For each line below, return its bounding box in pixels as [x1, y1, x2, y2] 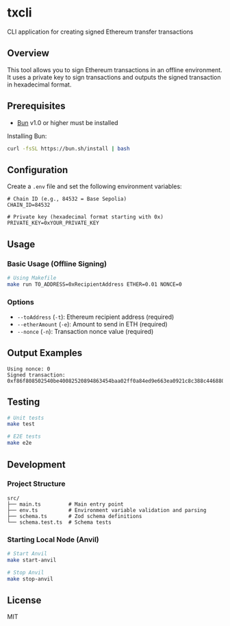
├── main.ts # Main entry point [7, 500, 125, 508]
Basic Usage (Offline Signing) [7, 259, 107, 269]
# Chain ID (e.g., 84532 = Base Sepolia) [7, 196, 127, 203]
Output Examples [7, 347, 83, 359]
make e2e [7, 440, 32, 447]
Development [7, 458, 66, 470]
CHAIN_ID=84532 [7, 201, 51, 209]
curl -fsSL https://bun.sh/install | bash [7, 145, 130, 152]
